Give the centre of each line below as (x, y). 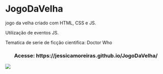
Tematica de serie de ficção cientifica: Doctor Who (59, 42)
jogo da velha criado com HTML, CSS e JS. (51, 23)
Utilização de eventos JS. (32, 32)
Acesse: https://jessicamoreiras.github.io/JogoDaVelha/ (86, 55)
